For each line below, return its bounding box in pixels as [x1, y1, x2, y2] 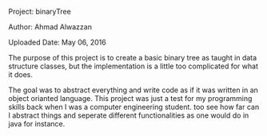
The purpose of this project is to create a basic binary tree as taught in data [8, 53, 257, 62]
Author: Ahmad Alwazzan [8, 22, 92, 31]
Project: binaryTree [8, 7, 72, 16]
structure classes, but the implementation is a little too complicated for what [8, 61, 258, 71]
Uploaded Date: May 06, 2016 [8, 37, 106, 47]
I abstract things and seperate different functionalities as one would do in [8, 111, 249, 120]
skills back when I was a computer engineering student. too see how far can [8, 103, 260, 111]
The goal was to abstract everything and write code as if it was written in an [8, 85, 258, 95]
